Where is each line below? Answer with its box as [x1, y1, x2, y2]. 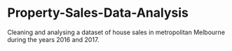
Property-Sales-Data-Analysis [7, 5, 189, 21]
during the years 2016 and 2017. [7, 35, 100, 43]
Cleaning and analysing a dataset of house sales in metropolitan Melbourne [7, 28, 226, 36]
